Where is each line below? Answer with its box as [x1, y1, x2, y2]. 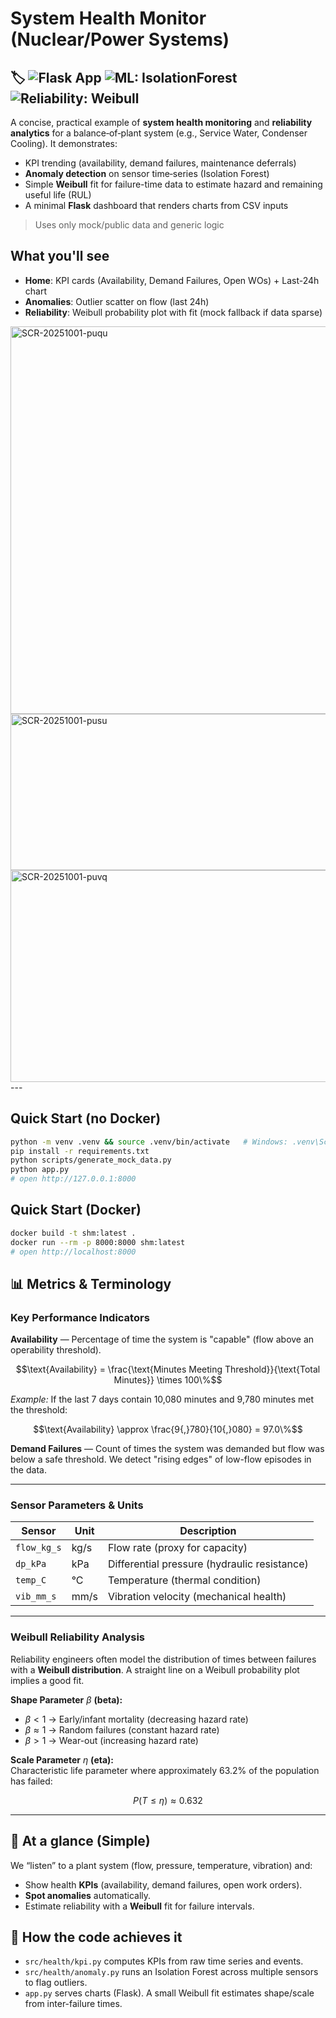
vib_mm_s [15, 1591, 57, 1602]
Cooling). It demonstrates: [10, 138, 118, 149]
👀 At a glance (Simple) [10, 1833, 151, 1850]
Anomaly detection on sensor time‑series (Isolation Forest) [24, 168, 270, 179]
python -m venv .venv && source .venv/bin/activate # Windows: [10, 1137, 288, 1147]
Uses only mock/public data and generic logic [34, 219, 225, 231]
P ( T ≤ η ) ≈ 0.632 [133, 1794, 203, 1806]
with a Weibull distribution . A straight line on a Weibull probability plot [10, 1663, 300, 1676]
